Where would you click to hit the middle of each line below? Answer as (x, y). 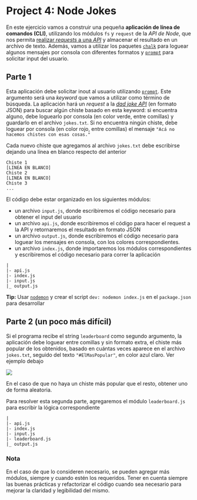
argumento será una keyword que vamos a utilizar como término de (88, 97)
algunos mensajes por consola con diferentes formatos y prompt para (90, 52)
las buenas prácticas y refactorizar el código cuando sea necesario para (94, 484)
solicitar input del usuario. (37, 58)
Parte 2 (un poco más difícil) (59, 322)
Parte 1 (19, 77)
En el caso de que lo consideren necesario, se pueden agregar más (88, 471)
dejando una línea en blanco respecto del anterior (66, 152)
